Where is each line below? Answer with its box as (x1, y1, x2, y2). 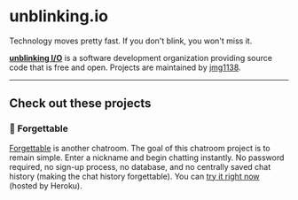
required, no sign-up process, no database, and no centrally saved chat (9, 161, 271, 172)
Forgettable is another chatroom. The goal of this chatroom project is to (9, 142, 271, 153)
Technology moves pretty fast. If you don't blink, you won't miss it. (9, 35, 253, 46)
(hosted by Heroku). (9, 180, 82, 191)
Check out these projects (9, 96, 152, 112)
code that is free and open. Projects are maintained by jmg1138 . (9, 62, 241, 73)
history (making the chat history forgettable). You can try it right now (9, 171, 260, 181)
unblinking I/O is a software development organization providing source (9, 52, 273, 63)
